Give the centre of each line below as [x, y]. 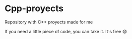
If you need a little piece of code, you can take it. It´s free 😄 [66, 31]
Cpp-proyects [34, 9]
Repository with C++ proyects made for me [49, 22]
